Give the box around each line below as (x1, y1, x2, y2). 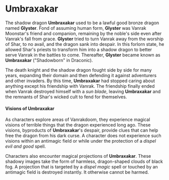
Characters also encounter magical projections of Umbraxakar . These (5, 153, 151, 159)
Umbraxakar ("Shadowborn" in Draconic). (5, 57, 93, 63)
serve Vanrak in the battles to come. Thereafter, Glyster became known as (5, 51, 160, 58)
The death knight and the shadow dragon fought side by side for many (5, 67, 152, 73)
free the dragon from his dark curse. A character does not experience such (5, 133, 161, 139)
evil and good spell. (5, 143, 46, 149)
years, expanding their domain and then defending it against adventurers (5, 72, 157, 78)
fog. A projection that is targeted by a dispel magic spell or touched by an (5, 164, 158, 170)
